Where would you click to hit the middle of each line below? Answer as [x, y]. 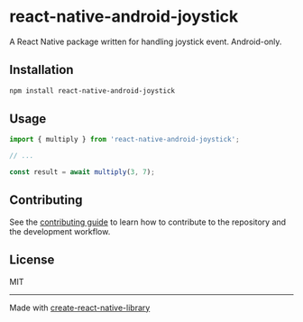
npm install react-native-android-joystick [92, 91]
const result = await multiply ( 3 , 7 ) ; [82, 172]
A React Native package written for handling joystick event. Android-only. [146, 41]
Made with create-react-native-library [80, 308]
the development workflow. [60, 231]
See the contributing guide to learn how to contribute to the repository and [148, 222]
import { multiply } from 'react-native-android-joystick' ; [125, 140]
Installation [41, 70]
